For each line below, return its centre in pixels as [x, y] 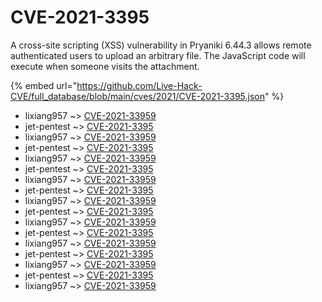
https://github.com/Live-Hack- [139, 85]
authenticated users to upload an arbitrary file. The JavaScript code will [158, 55]
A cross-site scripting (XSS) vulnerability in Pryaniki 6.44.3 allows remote [161, 45]
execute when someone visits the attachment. [105, 66]
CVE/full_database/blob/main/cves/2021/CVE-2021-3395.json [137, 96]
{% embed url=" [44, 85]
